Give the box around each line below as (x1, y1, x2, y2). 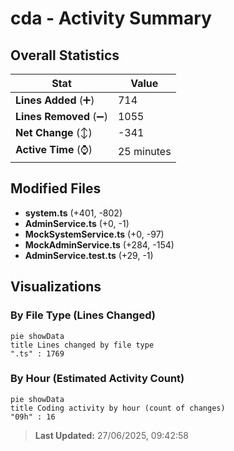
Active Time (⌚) (15, 143, 93, 156)
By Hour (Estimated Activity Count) (10, 372, 185, 386)
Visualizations (10, 278, 102, 296)
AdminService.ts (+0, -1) (24, 217, 130, 229)
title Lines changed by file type (10, 340, 155, 350)
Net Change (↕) (15, 126, 93, 139)
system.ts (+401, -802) (24, 207, 123, 219)
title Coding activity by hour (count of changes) (10, 403, 226, 413)
